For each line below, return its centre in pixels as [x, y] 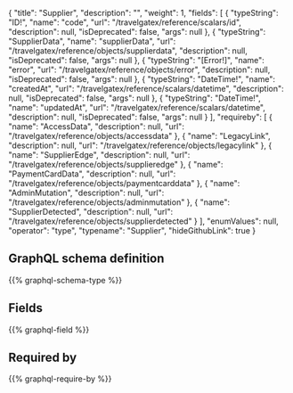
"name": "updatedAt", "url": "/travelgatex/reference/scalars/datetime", [137, 107]
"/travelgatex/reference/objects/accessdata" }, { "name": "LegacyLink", [139, 136]
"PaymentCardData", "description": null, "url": [92, 174]
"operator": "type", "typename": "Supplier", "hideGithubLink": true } [132, 230]
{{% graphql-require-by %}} [60, 379]
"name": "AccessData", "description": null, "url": [96, 127]
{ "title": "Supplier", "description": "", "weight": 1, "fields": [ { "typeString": [143, 13]
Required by [43, 358]
